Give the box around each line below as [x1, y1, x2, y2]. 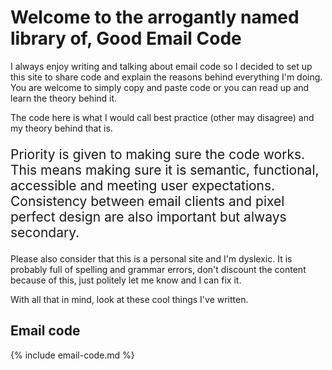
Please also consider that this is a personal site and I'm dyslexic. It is [10, 252, 293, 265]
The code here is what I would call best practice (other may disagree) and [10, 111, 315, 123]
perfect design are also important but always [10, 208, 287, 225]
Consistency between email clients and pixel [10, 192, 285, 210]
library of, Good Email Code [10, 27, 242, 50]
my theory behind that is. [10, 122, 113, 134]
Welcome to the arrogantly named [10, 6, 300, 29]
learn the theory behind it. [10, 92, 118, 104]
